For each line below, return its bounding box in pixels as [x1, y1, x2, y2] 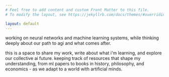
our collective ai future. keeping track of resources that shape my [5, 55, 141, 61]
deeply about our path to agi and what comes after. [5, 40, 112, 46]
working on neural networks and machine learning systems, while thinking [5, 35, 159, 41]
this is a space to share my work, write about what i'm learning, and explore [5, 50, 162, 56]
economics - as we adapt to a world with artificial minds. [5, 66, 123, 72]
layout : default [5, 21, 39, 26]
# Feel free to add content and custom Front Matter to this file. [5, 7, 150, 13]
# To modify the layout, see [5, 12, 66, 17]
